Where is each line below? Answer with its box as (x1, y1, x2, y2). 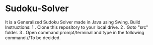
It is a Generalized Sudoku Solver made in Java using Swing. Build (5, 19, 141, 25)
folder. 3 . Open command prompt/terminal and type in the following (5, 29, 145, 35)
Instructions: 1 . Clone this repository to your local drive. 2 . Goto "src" (5, 24, 148, 30)
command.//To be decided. (5, 35, 61, 41)
